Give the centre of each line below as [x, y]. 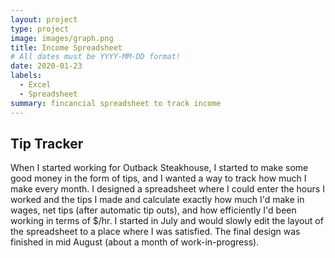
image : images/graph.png [62, 38]
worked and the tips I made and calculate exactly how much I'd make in [157, 200]
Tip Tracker [47, 143]
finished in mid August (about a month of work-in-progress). [135, 242]
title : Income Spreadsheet [66, 47]
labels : [26, 76]
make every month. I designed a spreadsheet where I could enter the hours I [167, 189]
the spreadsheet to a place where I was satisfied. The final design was [155, 232]
